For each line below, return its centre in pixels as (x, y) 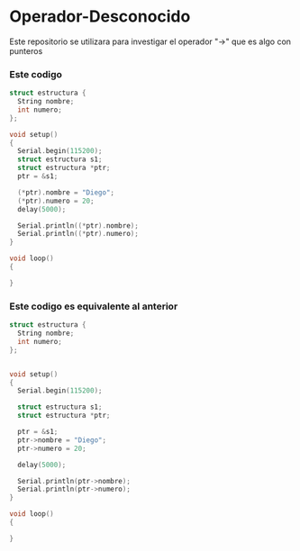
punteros (26, 50)
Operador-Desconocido (100, 17)
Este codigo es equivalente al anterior (94, 306)
